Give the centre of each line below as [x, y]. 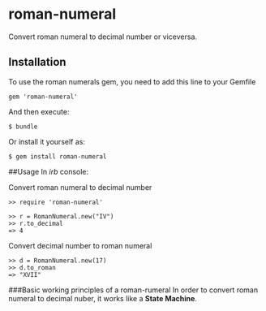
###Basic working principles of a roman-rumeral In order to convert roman [133, 290]
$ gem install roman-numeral [58, 156]
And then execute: [39, 111]
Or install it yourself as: [47, 141]
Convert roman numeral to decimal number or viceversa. [103, 37]
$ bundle [23, 127]
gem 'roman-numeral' [43, 97]
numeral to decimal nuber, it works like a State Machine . [103, 298]
